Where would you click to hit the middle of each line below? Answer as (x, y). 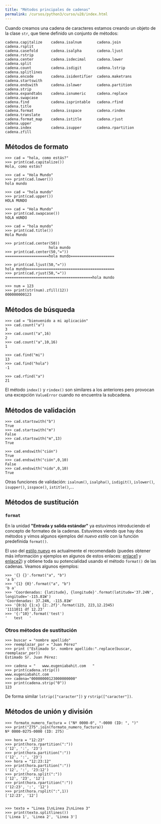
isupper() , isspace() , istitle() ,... (40, 487)
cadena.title (18, 106)
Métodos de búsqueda (40, 310)
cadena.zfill (18, 132)
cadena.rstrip (20, 55)
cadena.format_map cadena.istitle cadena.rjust (64, 119)
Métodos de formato (37, 147)
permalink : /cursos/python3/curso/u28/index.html (57, 14)
